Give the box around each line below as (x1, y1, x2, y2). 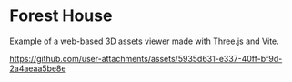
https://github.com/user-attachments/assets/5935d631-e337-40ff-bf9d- (9, 53, 283, 64)
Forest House (9, 5, 113, 26)
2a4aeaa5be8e (9, 63, 66, 74)
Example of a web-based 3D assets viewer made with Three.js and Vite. (9, 36, 279, 46)
